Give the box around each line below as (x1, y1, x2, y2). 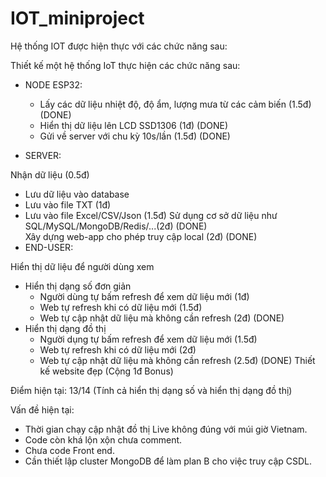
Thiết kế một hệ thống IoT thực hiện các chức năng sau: (10, 59, 241, 71)
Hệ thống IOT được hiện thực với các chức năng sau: (10, 40, 228, 52)
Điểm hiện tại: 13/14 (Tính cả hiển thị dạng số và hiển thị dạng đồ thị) (10, 384, 293, 396)
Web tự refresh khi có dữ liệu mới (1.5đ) (39, 301, 203, 313)
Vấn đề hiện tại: (10, 403, 75, 416)
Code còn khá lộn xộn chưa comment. (24, 433, 183, 446)
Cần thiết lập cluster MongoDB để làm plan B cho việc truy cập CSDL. (24, 455, 313, 467)
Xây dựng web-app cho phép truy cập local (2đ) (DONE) (24, 230, 258, 242)
